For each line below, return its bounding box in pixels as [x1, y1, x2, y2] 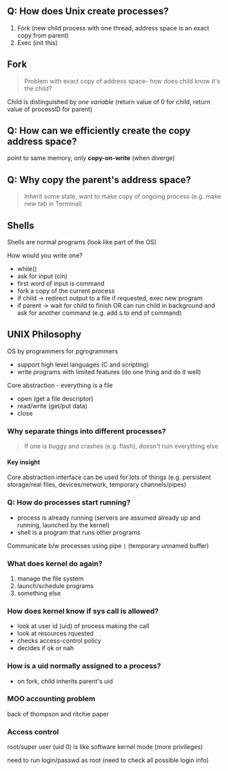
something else [17, 589, 61, 597]
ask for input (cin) [17, 272, 68, 280]
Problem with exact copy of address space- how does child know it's [23, 77, 220, 85]
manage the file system [17, 574, 84, 583]
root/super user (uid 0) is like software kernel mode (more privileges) [7, 743, 203, 751]
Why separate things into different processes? [7, 426, 167, 436]
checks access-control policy [17, 636, 101, 645]
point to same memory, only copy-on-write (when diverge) [7, 154, 176, 162]
